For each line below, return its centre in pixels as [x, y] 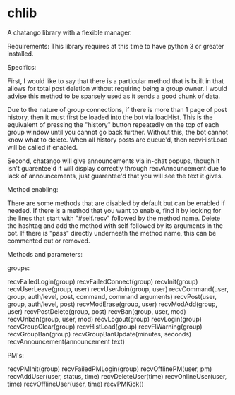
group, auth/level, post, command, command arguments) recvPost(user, [112, 296]
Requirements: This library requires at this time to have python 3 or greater [116, 46]
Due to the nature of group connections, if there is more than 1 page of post [117, 109]
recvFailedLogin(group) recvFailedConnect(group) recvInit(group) [103, 281]
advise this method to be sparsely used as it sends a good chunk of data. [114, 96]
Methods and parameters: [45, 254]
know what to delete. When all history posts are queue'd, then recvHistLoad [117, 140]
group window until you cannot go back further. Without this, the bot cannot [117, 132]
